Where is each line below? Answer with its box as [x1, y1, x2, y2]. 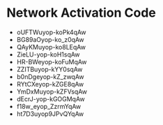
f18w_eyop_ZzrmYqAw [16, 102, 81, 110]
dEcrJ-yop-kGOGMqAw [16, 94, 85, 103]
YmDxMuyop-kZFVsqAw [16, 87, 88, 96]
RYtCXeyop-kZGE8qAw [16, 80, 84, 88]
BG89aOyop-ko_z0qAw [16, 35, 84, 43]
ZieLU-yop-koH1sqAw [16, 50, 80, 59]
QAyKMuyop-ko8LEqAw [16, 43, 86, 51]
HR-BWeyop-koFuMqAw [16, 57, 88, 66]
